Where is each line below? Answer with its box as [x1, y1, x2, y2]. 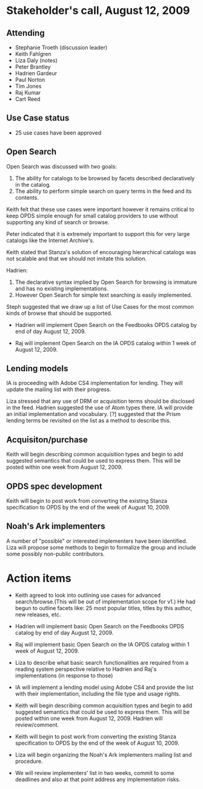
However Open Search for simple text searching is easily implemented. [15, 291, 193, 298]
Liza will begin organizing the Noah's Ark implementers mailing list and [15, 751, 192, 758]
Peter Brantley [15, 63, 51, 70]
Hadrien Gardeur [15, 70, 58, 76]
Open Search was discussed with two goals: [6, 163, 117, 170]
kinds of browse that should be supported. [6, 309, 113, 317]
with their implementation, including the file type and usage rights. [15, 690, 181, 697]
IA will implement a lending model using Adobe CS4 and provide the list [15, 683, 194, 691]
